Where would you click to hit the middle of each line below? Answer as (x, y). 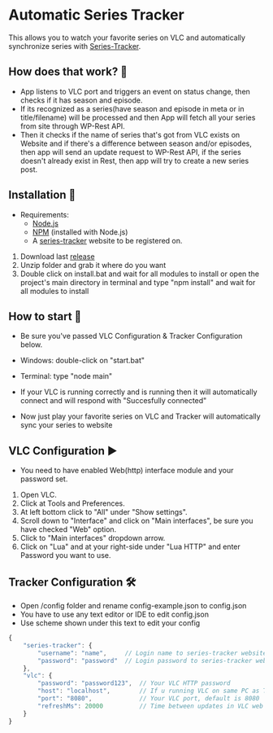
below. (31, 345)
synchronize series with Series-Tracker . (75, 46)
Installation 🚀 (42, 195)
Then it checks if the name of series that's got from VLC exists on (130, 134)
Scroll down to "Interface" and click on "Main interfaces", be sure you (136, 521)
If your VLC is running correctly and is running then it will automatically (139, 392)
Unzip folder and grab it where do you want (93, 265)
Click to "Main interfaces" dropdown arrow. (93, 538)
